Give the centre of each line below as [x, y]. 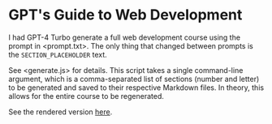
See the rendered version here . [60, 112]
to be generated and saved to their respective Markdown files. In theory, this [136, 88]
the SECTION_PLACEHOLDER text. [58, 54]
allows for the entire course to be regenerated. [86, 96]
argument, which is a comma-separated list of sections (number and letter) [134, 79]
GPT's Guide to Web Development [125, 15]
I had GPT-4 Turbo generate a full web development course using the [125, 37]
